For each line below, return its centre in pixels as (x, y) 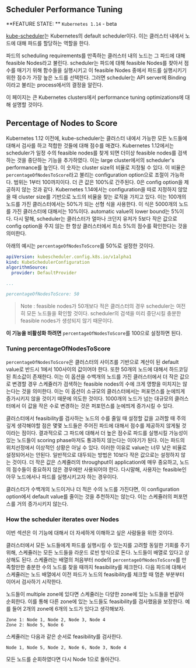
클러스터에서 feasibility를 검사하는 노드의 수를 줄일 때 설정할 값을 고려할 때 (91, 418)
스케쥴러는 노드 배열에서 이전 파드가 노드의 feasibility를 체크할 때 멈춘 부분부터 (95, 574)
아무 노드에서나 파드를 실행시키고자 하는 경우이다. (62, 477)
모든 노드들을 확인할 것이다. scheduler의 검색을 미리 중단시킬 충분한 (104, 313)
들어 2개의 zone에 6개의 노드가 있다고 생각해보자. (69, 609)
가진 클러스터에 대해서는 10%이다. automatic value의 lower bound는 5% (96, 211)
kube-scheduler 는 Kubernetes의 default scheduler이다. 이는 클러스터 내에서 (95, 36)
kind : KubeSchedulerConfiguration (48, 262)
